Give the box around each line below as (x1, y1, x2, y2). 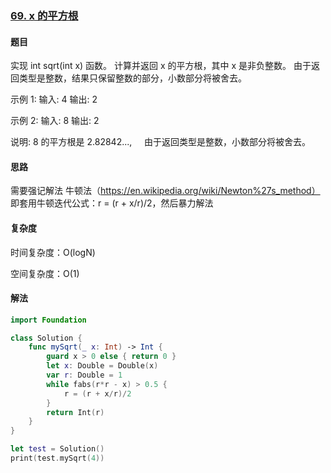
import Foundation (10, 315, 87, 325)
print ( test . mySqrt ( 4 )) (10, 453, 105, 464)
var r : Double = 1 (46, 370, 123, 381)
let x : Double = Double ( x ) (46, 361, 159, 371)
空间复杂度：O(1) (10, 267, 80, 279)
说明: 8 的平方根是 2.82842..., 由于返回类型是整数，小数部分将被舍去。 (10, 136, 312, 148)
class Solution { (10, 333, 83, 343)
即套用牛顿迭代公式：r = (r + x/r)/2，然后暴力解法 (10, 197, 214, 209)
